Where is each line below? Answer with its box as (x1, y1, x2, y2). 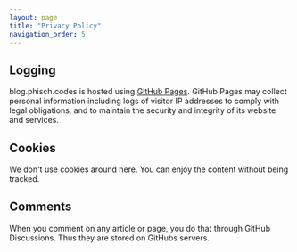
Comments (9, 199, 72, 215)
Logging (9, 62, 56, 77)
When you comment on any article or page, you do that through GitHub (9, 223, 270, 233)
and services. (9, 115, 60, 126)
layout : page (9, 12, 58, 22)
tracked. (9, 174, 40, 183)
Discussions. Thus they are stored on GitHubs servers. (9, 232, 210, 243)
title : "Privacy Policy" (9, 21, 102, 30)
